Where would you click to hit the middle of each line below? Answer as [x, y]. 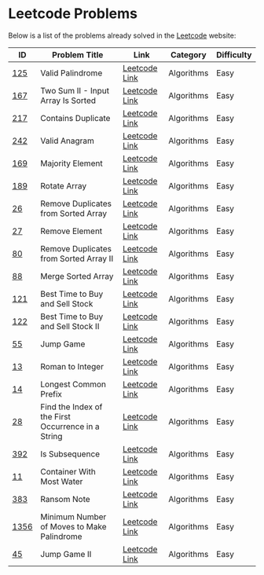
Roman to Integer [72, 366]
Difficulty [234, 54]
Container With [68, 471]
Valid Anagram [67, 141]
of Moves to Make [73, 526]
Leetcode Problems [73, 14]
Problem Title [78, 54]
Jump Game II [66, 554]
